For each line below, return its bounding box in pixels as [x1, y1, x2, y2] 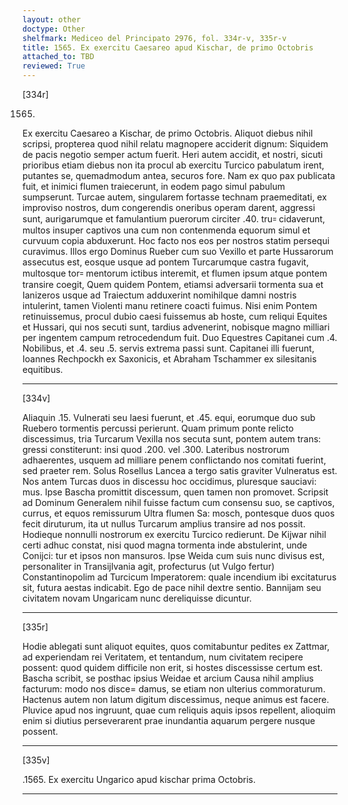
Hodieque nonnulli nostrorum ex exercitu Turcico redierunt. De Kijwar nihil [22, 529, 327, 540]
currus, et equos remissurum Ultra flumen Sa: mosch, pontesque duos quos [22, 507, 335, 519]
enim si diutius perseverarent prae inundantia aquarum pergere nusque [22, 715, 316, 726]
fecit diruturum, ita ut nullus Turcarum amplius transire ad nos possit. [22, 518, 306, 530]
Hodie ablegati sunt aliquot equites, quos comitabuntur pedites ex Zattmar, [22, 641, 330, 652]
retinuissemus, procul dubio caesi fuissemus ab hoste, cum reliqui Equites [22, 311, 328, 322]
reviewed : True [22, 61, 86, 71]
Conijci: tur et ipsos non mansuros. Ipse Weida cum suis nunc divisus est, [22, 550, 325, 561]
